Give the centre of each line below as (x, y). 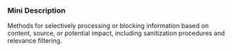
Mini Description (37, 11)
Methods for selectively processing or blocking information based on (108, 26)
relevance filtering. (35, 41)
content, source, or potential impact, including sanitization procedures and (116, 33)
